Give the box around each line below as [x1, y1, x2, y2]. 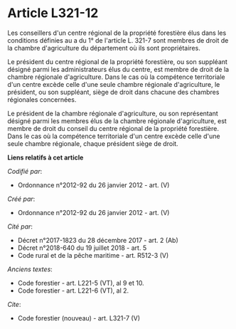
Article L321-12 [7, 5, 99, 21]
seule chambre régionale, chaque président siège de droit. [7, 139, 179, 147]
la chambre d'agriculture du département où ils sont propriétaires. [7, 43, 200, 52]
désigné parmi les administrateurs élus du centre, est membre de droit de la [7, 65, 230, 73]
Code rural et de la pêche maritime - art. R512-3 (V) [17, 251, 169, 259]
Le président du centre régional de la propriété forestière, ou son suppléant [7, 57, 227, 66]
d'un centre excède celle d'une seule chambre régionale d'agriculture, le [7, 80, 220, 88]
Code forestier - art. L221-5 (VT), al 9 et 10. [17, 278, 144, 287]
